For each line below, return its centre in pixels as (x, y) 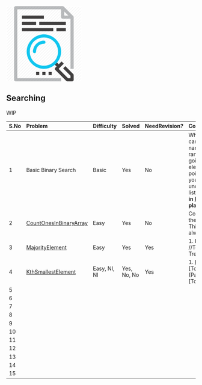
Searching (26, 98)
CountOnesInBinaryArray (57, 223)
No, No (130, 275)
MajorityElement (47, 248)
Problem (37, 126)
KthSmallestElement (51, 272)
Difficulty (105, 126)
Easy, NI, (104, 269)
